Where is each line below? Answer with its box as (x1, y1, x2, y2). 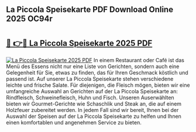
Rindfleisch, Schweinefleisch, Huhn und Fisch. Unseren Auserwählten (6, 94, 174, 101)
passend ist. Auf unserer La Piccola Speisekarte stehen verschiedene (6, 76, 174, 82)
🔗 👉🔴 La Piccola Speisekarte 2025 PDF (6, 38, 153, 48)
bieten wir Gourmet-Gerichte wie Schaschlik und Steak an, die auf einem (6, 100, 182, 107)
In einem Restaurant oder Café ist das (93, 57, 184, 63)
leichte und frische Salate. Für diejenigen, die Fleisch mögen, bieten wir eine (6, 82, 190, 89)
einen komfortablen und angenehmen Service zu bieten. (6, 119, 142, 126)
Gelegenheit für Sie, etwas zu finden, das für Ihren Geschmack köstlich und (6, 69, 188, 76)
